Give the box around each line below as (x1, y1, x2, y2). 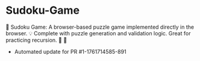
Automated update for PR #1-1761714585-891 (14, 48, 127, 55)
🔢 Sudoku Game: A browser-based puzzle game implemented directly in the (5, 23, 194, 30)
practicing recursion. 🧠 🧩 (5, 36, 67, 44)
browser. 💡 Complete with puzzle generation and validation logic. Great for (5, 29, 191, 36)
